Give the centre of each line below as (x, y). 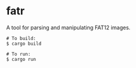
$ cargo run (21, 59)
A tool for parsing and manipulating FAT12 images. (68, 27)
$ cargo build (24, 44)
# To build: (21, 38)
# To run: (19, 54)
